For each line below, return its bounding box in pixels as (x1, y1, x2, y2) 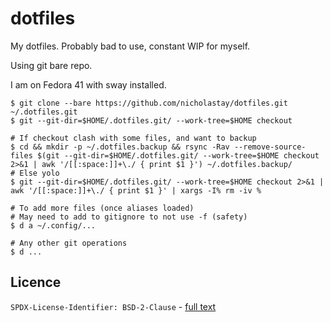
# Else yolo (10, 168, 60, 178)
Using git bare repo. (10, 59, 93, 71)
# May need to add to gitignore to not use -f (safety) (10, 212, 248, 222)
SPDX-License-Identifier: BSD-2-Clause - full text (10, 300, 217, 312)
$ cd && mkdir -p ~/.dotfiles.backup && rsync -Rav (10, 142, 230, 152)
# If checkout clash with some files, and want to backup (10, 133, 257, 143)
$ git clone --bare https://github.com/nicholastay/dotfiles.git (10, 98, 288, 108)
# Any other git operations (10, 238, 128, 248)
